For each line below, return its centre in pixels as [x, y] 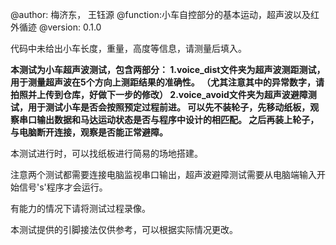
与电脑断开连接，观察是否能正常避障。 [89, 132]
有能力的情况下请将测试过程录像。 [80, 208]
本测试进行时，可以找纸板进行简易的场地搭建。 [106, 153]
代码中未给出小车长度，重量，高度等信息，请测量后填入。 [128, 48]
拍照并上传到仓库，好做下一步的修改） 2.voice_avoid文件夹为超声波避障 [159, 94]
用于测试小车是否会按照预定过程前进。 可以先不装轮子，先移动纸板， [169, 107]
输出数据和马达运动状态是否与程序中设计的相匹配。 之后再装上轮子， [178, 119]
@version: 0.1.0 [70, 27]
